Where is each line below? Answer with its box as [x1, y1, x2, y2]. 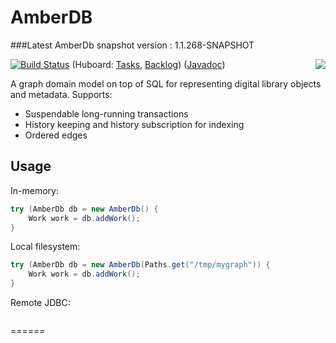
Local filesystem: [10, 241, 81, 253]
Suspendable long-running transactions [24, 107, 189, 120]
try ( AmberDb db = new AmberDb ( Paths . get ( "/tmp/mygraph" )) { [10, 260, 271, 270]
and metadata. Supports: [10, 88, 113, 100]
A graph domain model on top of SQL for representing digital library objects [10, 77, 322, 90]
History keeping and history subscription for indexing [24, 118, 245, 130]
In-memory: [10, 184, 59, 196]
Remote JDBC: [10, 297, 71, 308]
